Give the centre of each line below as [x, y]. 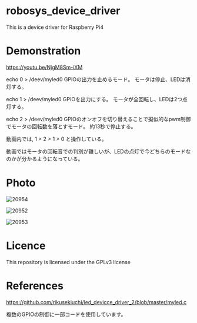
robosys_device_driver [63, 11]
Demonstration [44, 51]
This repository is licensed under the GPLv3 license [69, 262]
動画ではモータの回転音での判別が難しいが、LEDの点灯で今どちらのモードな [98, 151]
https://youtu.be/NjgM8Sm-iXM [44, 67]
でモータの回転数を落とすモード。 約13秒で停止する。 [71, 126]
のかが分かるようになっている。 [45, 159]
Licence [26, 246]
